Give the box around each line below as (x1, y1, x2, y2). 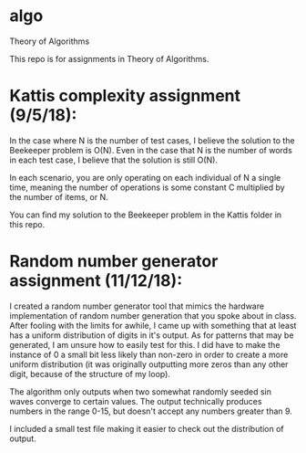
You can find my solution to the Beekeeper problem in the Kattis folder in (9, 209, 282, 220)
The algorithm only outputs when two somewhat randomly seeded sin (9, 385, 271, 397)
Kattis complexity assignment (9, 86, 241, 106)
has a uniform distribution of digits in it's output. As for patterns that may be (9, 330, 294, 341)
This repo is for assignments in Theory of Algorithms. (9, 53, 209, 64)
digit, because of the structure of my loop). (9, 368, 171, 379)
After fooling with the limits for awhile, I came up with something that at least (9, 320, 297, 331)
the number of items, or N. (9, 191, 109, 202)
